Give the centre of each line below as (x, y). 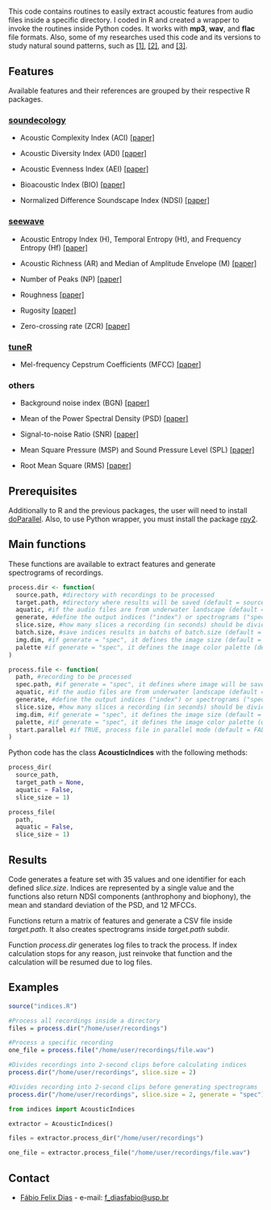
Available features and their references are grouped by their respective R (129, 91)
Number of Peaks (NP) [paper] (71, 279)
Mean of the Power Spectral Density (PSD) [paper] (104, 419)
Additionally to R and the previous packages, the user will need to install (128, 510)
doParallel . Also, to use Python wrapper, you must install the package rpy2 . (133, 519)
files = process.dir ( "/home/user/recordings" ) (88, 1028)
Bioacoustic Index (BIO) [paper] (73, 185)
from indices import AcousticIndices (72, 1109)
